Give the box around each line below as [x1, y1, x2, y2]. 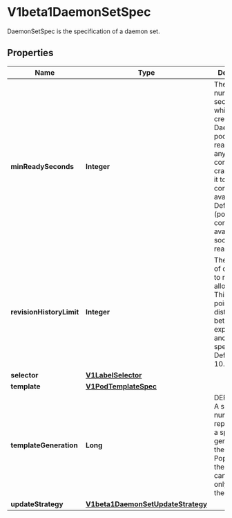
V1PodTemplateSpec [85, 382, 157, 391]
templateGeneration [10, 440, 78, 450]
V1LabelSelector [85, 370, 142, 379]
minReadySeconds [10, 161, 75, 171]
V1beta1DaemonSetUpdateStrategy [85, 499, 208, 509]
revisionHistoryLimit [10, 307, 79, 316]
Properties [7, 47, 54, 59]
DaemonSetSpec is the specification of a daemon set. [7, 27, 160, 35]
